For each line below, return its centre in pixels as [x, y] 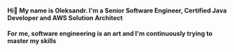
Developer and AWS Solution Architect [65, 17]
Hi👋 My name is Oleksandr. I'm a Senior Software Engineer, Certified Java [117, 10]
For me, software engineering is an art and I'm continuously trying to [110, 34]
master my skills [32, 41]
